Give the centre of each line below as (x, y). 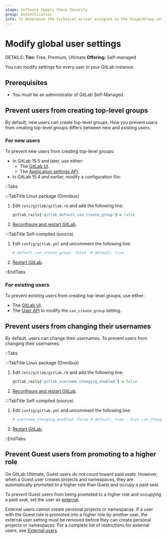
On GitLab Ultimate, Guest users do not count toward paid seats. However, (82, 474)
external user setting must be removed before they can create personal (78, 520)
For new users (23, 140)
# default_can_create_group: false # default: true (68, 253)
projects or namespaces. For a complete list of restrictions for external (77, 525)
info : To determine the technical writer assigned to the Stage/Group (80, 19)
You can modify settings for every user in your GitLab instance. (70, 67)
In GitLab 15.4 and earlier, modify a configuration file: (67, 177)
